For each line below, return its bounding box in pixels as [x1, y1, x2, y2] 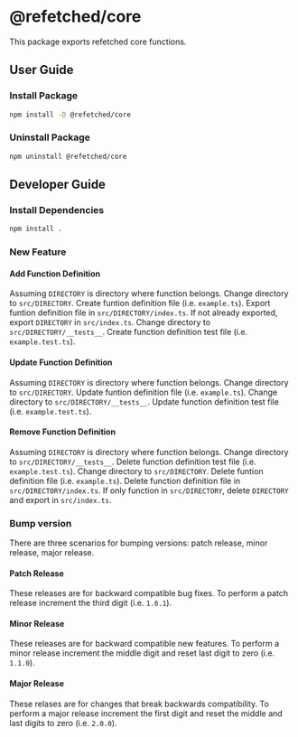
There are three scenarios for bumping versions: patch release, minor [9, 537, 268, 548]
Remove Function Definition [9, 426, 116, 437]
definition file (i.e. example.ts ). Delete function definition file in [9, 475, 241, 486]
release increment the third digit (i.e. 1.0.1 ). [9, 598, 172, 609]
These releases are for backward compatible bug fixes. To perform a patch [9, 588, 289, 599]
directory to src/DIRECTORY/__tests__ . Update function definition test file [9, 396, 280, 407]
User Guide [9, 62, 74, 78]
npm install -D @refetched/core [9, 110, 131, 119]
